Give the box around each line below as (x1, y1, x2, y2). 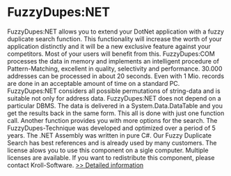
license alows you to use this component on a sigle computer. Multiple (7, 146, 209, 154)
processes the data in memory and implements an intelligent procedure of (7, 57, 219, 65)
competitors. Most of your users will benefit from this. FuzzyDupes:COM (7, 50, 216, 58)
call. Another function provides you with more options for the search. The (7, 116, 218, 124)
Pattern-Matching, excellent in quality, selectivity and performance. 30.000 (7, 64, 223, 73)
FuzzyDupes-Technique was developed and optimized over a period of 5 (7, 124, 216, 132)
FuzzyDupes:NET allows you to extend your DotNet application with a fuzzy (7, 27, 225, 36)
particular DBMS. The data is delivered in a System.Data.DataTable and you (7, 101, 223, 110)
